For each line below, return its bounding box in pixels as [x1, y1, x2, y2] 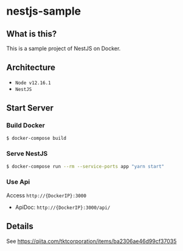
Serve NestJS [6, 150, 48, 158]
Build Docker [6, 121, 46, 129]
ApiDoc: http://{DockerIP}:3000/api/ [15, 203, 111, 211]
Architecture [6, 62, 56, 73]
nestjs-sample [6, 4, 81, 18]
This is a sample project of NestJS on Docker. [6, 45, 121, 52]
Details [6, 221, 33, 231]
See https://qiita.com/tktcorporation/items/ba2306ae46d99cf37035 [6, 237, 177, 245]
